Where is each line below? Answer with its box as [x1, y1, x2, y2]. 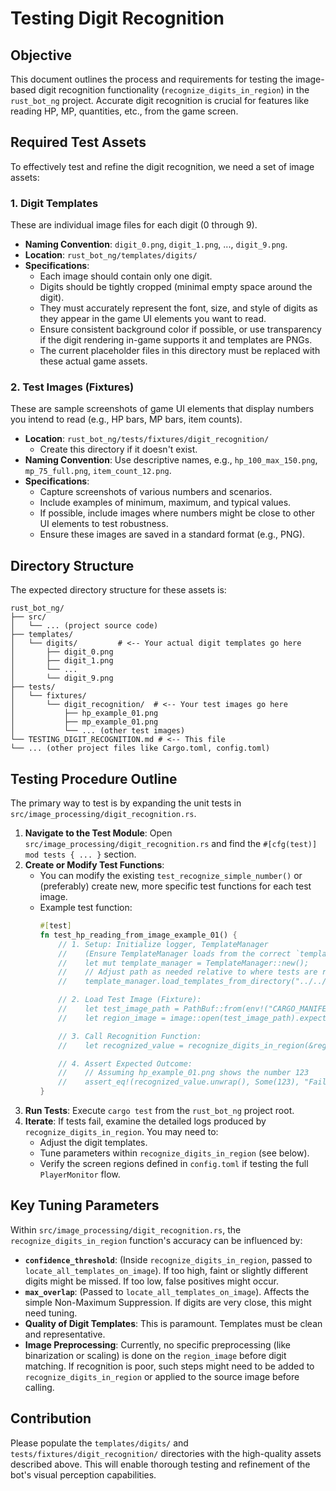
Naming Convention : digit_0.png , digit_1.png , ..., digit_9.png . [24, 238, 288, 251]
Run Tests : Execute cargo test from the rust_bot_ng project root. [24, 1105, 295, 1117]
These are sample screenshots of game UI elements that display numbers [10, 403, 315, 415]
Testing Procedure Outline [10, 770, 178, 787]
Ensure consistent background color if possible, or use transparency [39, 323, 322, 336]
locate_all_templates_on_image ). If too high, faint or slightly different [24, 1264, 309, 1276]
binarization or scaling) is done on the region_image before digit [24, 1349, 287, 1361]
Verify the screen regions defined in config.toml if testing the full [39, 1158, 309, 1170]
